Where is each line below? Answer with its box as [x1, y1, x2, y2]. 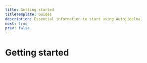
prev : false [5, 26, 30, 31]
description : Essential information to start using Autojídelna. [5, 16, 143, 21]
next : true [5, 21, 28, 26]
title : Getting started [5, 7, 54, 12]
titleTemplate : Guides [5, 12, 52, 17]
